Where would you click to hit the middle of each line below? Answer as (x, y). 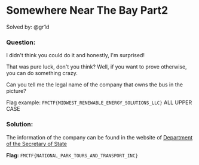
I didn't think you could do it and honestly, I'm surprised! (76, 55)
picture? (16, 91)
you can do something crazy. (42, 73)
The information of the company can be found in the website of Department (99, 137)
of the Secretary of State (37, 144)
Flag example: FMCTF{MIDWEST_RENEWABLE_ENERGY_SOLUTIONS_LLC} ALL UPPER (99, 102)
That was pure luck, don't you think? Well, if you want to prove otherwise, (97, 67)
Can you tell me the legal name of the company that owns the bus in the (95, 85)
